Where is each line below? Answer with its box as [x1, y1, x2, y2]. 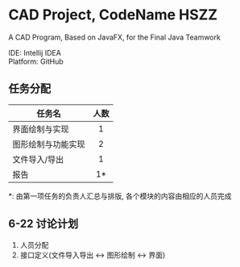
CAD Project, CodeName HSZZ [8, 6, 217, 24]
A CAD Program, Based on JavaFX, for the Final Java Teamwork [8, 32, 221, 42]
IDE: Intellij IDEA [8, 48, 62, 57]
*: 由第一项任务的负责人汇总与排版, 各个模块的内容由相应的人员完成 [8, 191, 232, 201]
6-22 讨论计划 [8, 217, 79, 231]
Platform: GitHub [8, 56, 64, 66]
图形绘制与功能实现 [12, 139, 86, 150]
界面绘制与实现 [12, 123, 70, 135]
